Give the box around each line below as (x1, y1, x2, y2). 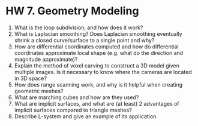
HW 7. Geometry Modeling (5, 4, 139, 18)
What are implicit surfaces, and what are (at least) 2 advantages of (14, 100, 179, 107)
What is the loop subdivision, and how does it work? (14, 24, 143, 31)
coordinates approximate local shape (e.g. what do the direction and (14, 49, 184, 56)
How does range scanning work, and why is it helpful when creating (14, 81, 183, 88)
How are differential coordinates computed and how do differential (14, 43, 179, 50)
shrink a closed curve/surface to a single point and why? (14, 36, 155, 44)
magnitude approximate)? (14, 56, 78, 63)
